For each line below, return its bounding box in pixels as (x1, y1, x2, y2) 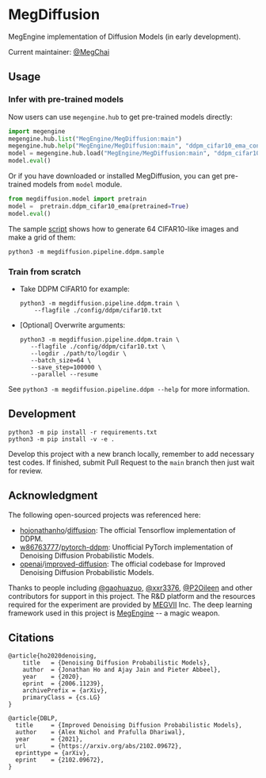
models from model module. (32, 180, 123, 189)
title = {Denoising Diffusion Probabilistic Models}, (22, 659, 211, 667)
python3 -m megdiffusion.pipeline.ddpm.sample (8, 247, 165, 255)
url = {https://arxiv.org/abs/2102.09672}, (15, 742, 182, 750)
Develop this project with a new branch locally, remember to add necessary (8, 449, 255, 458)
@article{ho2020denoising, (8, 652, 97, 660)
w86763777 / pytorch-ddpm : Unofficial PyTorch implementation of (19, 542, 234, 552)
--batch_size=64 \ (30, 356, 91, 364)
